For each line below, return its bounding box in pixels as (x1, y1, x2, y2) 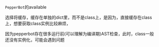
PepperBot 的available (5, 4, 47, 10)
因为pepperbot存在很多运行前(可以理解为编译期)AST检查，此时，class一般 (5, 31, 154, 36)
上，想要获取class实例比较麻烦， (5, 21, 71, 26)
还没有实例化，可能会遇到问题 (5, 37, 64, 43)
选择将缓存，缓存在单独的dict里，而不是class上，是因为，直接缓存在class (5, 15, 152, 20)
